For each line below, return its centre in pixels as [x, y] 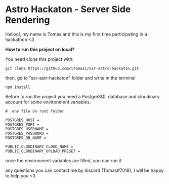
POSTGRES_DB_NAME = [26, 138]
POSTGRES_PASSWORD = [27, 133]
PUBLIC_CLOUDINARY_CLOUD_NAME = [39, 146]
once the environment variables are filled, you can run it [64, 160]
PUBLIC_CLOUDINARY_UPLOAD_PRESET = [43, 151]
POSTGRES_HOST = [22, 120]
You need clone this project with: [39, 59]
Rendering [28, 20]
